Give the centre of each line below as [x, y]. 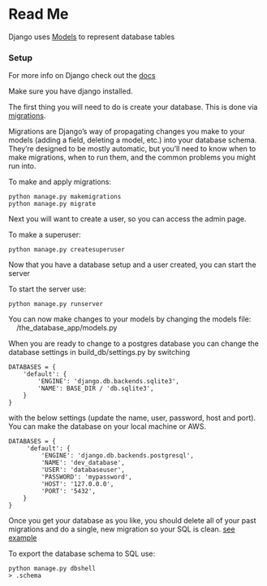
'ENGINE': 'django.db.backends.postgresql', [118, 456]
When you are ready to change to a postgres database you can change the [134, 343]
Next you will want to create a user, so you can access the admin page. [127, 219]
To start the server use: [47, 289]
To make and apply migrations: [60, 182]
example [23, 538]
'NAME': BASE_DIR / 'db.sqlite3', [96, 389]
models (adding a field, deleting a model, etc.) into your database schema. [133, 140]
